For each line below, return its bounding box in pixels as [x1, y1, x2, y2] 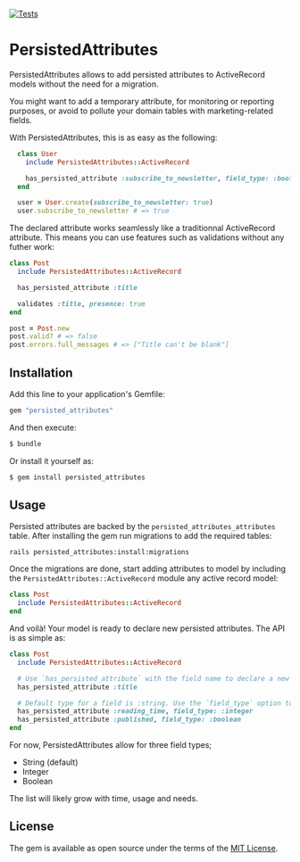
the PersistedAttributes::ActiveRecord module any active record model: [9, 573, 279, 584]
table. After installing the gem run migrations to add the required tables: [9, 531, 272, 542]
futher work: [9, 242, 55, 253]
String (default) [21, 757, 79, 767]
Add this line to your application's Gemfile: [9, 389, 165, 399]
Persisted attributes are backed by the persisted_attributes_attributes [9, 521, 276, 532]
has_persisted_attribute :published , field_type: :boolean [17, 715, 242, 725]
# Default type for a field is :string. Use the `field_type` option [17, 699, 281, 708]
